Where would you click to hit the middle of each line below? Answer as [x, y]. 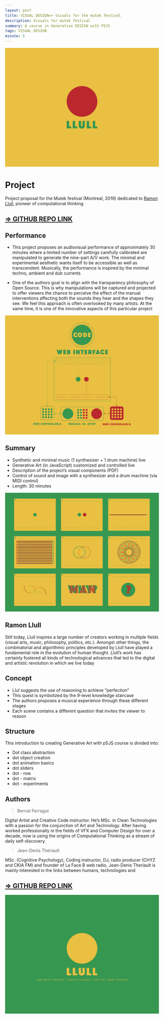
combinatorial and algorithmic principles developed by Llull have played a [79, 647]
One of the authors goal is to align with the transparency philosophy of [83, 283]
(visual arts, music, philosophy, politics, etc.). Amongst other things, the [77, 642]
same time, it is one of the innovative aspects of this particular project [82, 309]
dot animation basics [33, 763]
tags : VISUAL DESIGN [26, 31]
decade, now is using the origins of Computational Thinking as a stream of [80, 836]
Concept [19, 678]
